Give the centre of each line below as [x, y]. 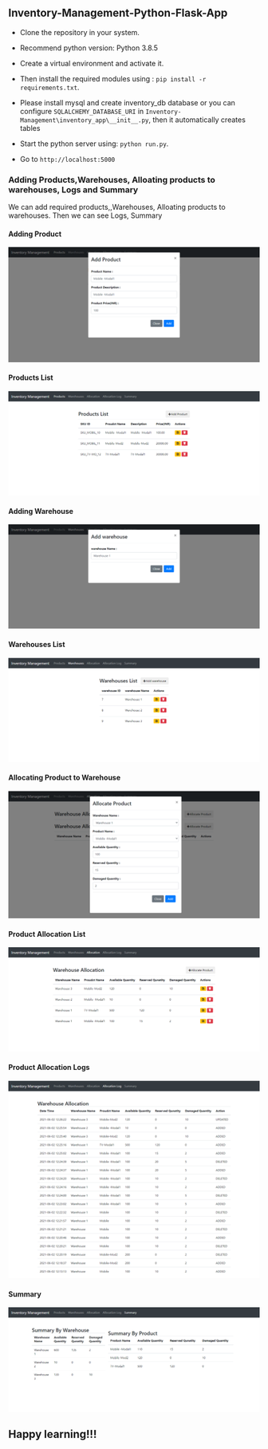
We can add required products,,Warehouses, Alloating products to [117, 207]
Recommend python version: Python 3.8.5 [89, 48]
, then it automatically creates [197, 120]
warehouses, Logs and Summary [73, 189]
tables [30, 128]
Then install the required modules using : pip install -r [113, 78]
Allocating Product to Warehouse [65, 778]
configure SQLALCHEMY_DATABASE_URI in [82, 111]
